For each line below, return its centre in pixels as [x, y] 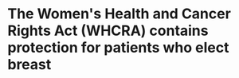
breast [29, 65]
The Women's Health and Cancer [119, 14]
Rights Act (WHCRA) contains [108, 31]
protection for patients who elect [118, 48]
